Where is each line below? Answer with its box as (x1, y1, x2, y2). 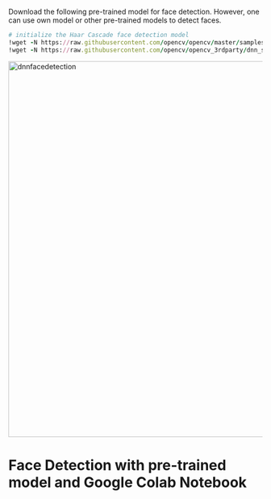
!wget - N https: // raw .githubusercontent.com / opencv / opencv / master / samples (8, 38, 265, 47)
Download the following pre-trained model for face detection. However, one (8, 7, 260, 16)
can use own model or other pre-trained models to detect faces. (8, 15, 222, 25)
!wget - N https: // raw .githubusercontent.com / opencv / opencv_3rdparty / (8, 46, 248, 54)
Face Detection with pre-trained (8, 455, 227, 474)
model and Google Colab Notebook (8, 473, 248, 491)
